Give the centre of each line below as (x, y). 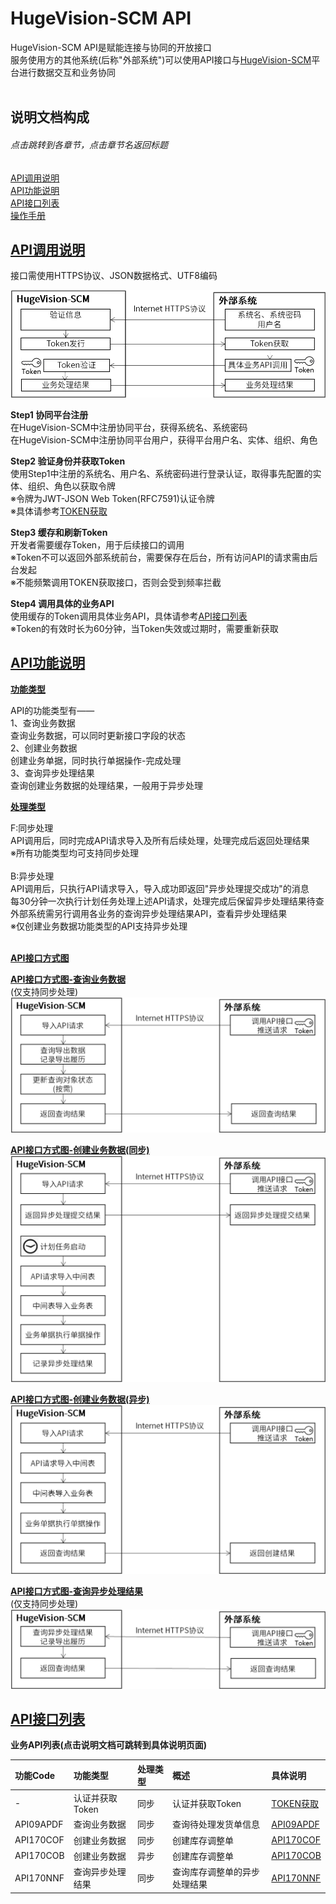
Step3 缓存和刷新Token (59, 532)
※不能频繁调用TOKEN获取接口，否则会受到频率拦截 (116, 582)
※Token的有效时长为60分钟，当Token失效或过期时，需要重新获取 (144, 628)
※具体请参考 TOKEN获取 (59, 511)
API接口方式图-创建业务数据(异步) (80, 1399)
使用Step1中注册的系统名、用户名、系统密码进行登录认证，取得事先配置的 (161, 473)
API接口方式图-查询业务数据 (68, 979)
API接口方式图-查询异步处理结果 (77, 1591)
